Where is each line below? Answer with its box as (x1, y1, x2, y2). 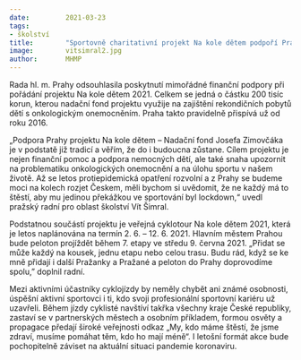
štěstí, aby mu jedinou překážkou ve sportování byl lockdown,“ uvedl (9, 192, 262, 202)
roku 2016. (9, 117, 48, 128)
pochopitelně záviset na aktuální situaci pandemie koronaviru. (9, 341, 237, 351)
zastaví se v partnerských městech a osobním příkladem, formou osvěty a (9, 313, 282, 322)
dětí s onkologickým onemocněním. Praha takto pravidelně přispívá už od (9, 108, 280, 118)
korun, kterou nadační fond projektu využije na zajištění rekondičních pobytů (9, 99, 292, 108)
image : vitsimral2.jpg (9, 47, 123, 56)
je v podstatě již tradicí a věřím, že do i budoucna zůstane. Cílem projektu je (9, 144, 289, 155)
